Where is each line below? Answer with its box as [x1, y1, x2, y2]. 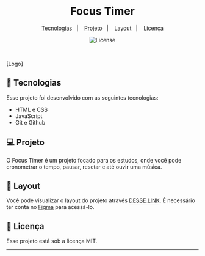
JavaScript [15, 112, 43, 120]
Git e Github [15, 119, 46, 126]
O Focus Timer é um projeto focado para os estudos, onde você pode [6, 156, 182, 164]
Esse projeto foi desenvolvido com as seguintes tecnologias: [6, 93, 159, 101]
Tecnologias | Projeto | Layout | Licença [41, 24, 164, 32]
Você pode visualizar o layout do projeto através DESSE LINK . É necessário [6, 197, 195, 204]
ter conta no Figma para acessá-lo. [6, 203, 95, 211]
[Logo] [6, 60, 23, 67]
